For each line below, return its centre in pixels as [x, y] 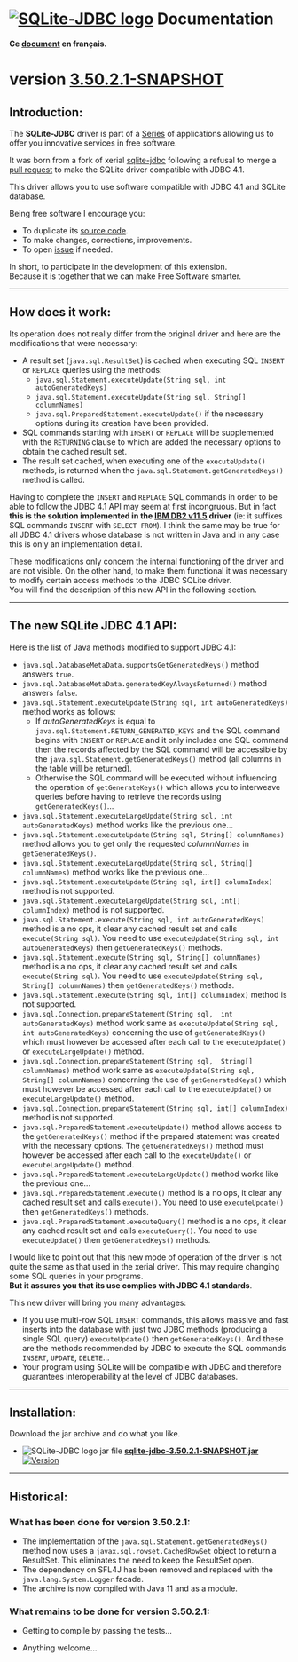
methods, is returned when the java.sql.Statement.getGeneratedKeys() [153, 470]
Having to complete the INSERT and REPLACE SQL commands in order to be [143, 496]
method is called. [54, 479]
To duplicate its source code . [75, 230]
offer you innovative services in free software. [93, 143]
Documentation [215, 19]
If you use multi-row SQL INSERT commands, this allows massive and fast [155, 1319]
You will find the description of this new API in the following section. [133, 590]
